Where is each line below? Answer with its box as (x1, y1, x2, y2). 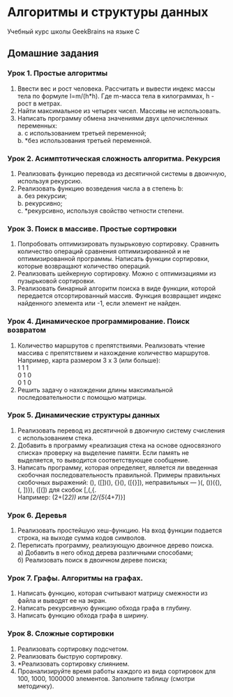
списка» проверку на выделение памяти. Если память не (17, 448, 190, 457)
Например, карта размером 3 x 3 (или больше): (17, 356, 160, 364)
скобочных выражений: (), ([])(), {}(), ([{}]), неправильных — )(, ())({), (17, 478, 222, 486)
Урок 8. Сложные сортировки (7, 629, 114, 638)
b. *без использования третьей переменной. (17, 136, 152, 144)
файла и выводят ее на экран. (17, 597, 107, 605)
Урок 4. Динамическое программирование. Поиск (7, 317, 190, 327)
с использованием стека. (17, 433, 93, 442)
